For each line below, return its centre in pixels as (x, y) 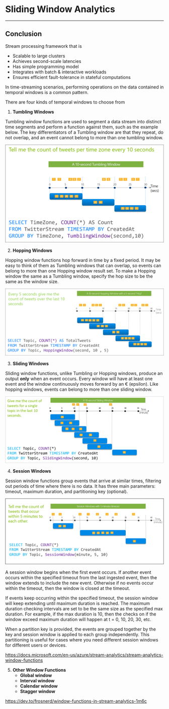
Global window (36, 675)
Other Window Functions (39, 670)
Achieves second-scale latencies (47, 61)
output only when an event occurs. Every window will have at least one (79, 379)
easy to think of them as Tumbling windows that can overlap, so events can (83, 265)
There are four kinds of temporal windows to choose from (65, 102)
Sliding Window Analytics (60, 9)
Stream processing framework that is (44, 46)
